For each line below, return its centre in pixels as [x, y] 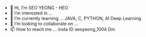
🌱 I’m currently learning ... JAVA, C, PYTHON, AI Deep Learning [76, 18]
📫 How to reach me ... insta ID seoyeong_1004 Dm [62, 29]
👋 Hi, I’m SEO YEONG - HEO [39, 8]
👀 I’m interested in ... [31, 13]
